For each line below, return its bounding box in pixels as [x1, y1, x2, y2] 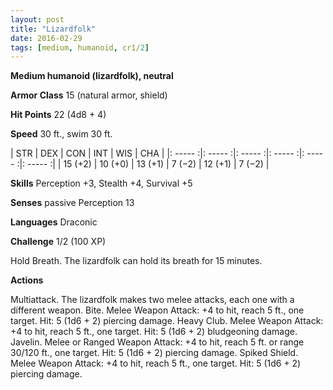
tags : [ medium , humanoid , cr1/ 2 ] [10, 42, 150, 53]
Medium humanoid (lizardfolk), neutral [10, 70, 174, 82]
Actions [10, 274, 44, 286]
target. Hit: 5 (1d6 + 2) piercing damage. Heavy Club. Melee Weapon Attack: [10, 315, 324, 327]
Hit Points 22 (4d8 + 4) [10, 109, 107, 121]
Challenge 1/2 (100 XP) [10, 236, 107, 248]
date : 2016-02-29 [10, 33, 83, 43]
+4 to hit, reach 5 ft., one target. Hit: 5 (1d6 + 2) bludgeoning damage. [10, 326, 298, 338]
